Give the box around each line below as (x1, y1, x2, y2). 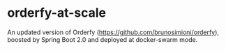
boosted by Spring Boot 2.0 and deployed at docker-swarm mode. (7, 35, 198, 43)
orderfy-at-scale (7, 5, 107, 21)
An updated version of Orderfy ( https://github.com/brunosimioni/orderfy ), (7, 28, 220, 36)
